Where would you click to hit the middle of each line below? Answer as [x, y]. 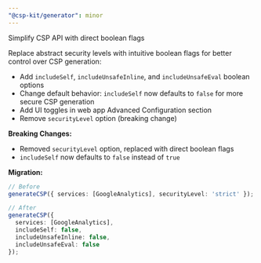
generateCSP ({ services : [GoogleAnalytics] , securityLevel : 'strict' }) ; [131, 194]
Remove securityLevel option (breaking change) [98, 118]
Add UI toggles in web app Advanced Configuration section [116, 110]
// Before [24, 186]
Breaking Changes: [40, 133]
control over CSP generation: [55, 61]
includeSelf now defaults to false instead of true [100, 157]
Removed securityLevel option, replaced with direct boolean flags [127, 148]
